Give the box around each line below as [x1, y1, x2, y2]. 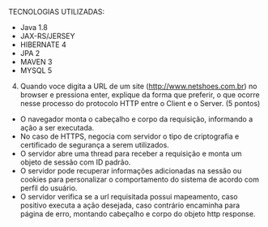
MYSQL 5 [19, 66, 53, 75]
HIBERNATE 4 [19, 40, 66, 49]
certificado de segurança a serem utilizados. [19, 140, 170, 149]
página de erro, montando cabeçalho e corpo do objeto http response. [19, 209, 256, 218]
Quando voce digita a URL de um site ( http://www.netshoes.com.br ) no [19, 81, 257, 91]
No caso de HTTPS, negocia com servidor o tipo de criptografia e [19, 131, 240, 141]
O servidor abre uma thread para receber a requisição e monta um [19, 149, 242, 158]
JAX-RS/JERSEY [19, 32, 75, 41]
